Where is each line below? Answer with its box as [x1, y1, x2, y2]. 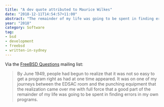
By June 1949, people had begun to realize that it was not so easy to [17, 71, 155, 76]
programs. [17, 96, 38, 102]
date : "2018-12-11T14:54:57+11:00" [5, 12, 78, 17]
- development [5, 39, 34, 44]
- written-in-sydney [5, 48, 47, 53]
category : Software [5, 25, 45, 30]
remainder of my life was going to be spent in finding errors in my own [17, 91, 159, 97]
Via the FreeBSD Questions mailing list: [5, 61, 83, 67]
